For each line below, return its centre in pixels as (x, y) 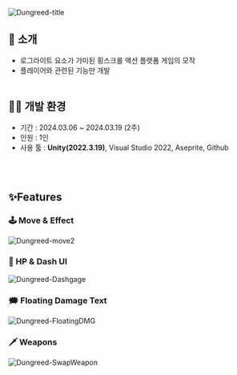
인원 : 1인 (34, 137)
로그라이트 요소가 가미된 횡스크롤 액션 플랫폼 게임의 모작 (108, 60)
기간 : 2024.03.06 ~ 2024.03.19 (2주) (80, 127)
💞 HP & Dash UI (38, 262)
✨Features (35, 198)
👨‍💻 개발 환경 (37, 107)
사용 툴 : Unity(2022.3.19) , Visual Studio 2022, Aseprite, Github (125, 147)
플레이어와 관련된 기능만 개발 (65, 70)
